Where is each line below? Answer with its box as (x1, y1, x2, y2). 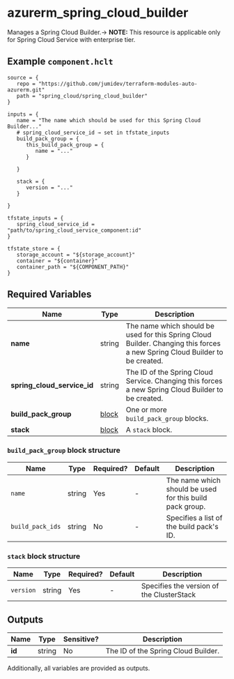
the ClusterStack (141, 590, 196, 599)
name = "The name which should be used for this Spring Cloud (16, 117, 201, 124)
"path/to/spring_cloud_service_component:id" (7, 227, 141, 234)
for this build (166, 493, 208, 502)
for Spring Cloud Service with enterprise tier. (7, 35, 136, 43)
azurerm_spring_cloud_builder (7, 5, 189, 21)
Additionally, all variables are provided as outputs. (7, 664, 150, 672)
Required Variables (7, 288, 92, 301)
